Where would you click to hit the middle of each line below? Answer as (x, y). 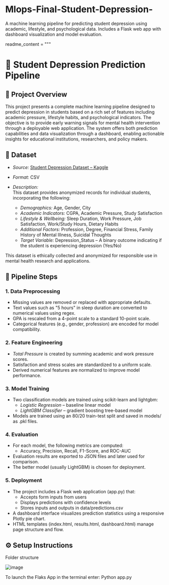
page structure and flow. (38, 529)
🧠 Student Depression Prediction (75, 65)
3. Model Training (27, 388)
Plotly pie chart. (29, 518)
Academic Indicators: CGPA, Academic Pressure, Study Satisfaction (91, 213)
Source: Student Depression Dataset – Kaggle (60, 167)
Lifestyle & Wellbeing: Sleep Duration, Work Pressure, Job (81, 218)
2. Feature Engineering (34, 343)
